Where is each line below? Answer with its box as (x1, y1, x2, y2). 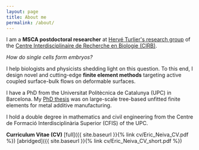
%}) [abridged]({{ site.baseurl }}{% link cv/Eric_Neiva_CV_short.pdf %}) (6, 138, 182, 145)
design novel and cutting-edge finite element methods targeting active (6, 72, 182, 79)
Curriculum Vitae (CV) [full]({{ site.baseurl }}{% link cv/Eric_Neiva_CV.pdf (6, 131, 189, 138)
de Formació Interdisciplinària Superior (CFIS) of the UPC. (6, 120, 148, 127)
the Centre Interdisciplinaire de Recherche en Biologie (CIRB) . (6, 42, 157, 49)
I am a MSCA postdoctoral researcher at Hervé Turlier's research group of (6, 36, 191, 43)
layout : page (6, 8, 39, 15)
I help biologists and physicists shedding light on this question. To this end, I (6, 65, 193, 72)
